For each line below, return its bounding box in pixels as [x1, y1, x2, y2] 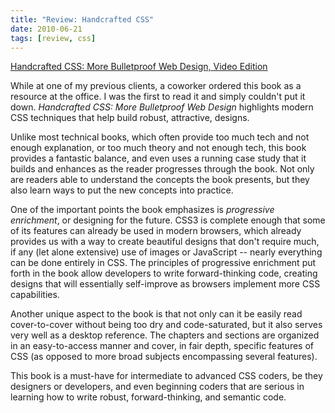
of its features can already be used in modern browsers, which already [10, 225, 302, 237]
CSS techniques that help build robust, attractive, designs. [10, 112, 250, 124]
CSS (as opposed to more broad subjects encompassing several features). [10, 351, 318, 363]
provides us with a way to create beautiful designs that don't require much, [10, 236, 320, 248]
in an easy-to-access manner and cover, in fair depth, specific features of [10, 340, 314, 352]
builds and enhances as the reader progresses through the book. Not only [10, 163, 315, 175]
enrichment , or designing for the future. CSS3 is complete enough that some [10, 214, 326, 226]
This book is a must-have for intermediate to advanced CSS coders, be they [10, 370, 323, 382]
